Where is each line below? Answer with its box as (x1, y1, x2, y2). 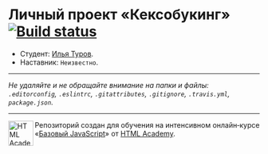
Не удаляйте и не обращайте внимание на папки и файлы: (8, 80, 209, 89)
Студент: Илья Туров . (19, 49, 94, 58)
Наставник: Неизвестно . (19, 57, 99, 67)
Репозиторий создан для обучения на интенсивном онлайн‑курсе (34, 120, 260, 129)
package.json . (8, 97, 53, 107)
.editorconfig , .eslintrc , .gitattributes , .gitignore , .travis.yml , (8, 89, 230, 98)
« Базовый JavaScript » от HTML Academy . (34, 128, 175, 138)
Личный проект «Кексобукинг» (8, 6, 231, 24)
